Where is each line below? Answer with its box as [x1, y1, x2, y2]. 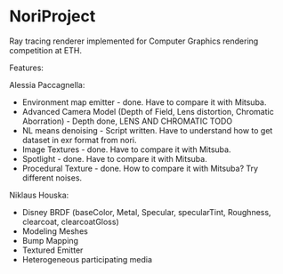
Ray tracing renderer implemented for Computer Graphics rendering [9, 36, 259, 46]
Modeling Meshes [21, 225, 89, 237]
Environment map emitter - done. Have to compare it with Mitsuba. [21, 96, 267, 108]
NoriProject [9, 6, 96, 27]
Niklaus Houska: [9, 189, 69, 200]
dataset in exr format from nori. [21, 134, 137, 145]
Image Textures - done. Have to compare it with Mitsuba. [21, 144, 231, 155]
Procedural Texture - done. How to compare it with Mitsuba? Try [21, 163, 259, 173]
